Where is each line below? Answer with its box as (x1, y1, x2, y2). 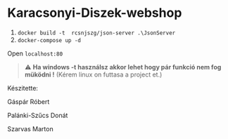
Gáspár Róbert (7, 97, 50, 106)
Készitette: (7, 84, 39, 92)
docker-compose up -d (17, 37, 81, 44)
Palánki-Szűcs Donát (7, 111, 68, 119)
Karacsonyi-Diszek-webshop (7, 5, 182, 21)
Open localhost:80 (7, 49, 63, 58)
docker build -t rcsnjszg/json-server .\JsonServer (17, 29, 176, 37)
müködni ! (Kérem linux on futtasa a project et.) (24, 70, 163, 79)
